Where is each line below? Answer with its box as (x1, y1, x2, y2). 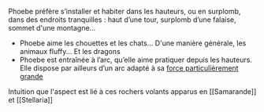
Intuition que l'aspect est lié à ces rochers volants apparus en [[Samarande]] (8, 87, 257, 96)
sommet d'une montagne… (8, 23, 96, 32)
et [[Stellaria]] (8, 96, 53, 104)
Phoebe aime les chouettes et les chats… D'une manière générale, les (19, 38, 247, 48)
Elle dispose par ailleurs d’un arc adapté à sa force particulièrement (19, 63, 239, 73)
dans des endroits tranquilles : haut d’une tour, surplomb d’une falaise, (8, 15, 236, 24)
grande (19, 72, 43, 81)
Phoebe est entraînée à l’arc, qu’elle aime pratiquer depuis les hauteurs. (19, 55, 252, 64)
